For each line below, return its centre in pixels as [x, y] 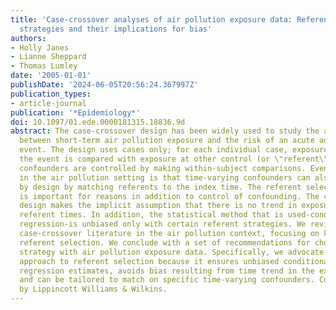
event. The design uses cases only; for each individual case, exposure [174, 150]
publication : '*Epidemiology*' [75, 112]
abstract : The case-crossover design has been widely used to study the [165, 131]
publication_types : [51, 94]
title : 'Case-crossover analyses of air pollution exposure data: [151, 19]
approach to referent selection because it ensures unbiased [149, 261]
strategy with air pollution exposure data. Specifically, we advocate [172, 252]
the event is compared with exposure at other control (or [145, 159]
